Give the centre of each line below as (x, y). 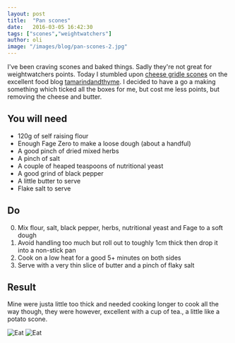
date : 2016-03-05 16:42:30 (50, 27)
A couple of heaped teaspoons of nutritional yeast (90, 166)
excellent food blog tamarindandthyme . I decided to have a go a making (112, 82)
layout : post (26, 14)
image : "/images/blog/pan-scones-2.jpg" (68, 47)
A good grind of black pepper (60, 173)
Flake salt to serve (44, 188)
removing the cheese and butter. (55, 97)
